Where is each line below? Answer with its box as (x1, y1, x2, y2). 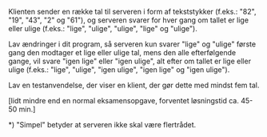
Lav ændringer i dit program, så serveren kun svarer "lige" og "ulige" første (8, 39, 257, 49)
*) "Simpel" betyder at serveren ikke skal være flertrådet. (8, 120, 197, 129)
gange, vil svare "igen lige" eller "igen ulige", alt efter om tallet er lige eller (8, 56, 252, 66)
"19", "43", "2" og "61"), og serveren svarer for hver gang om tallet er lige (8, 15, 249, 25)
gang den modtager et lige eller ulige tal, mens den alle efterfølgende (8, 48, 237, 57)
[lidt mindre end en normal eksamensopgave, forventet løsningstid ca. (8, 96, 240, 105)
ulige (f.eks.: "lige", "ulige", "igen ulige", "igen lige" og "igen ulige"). (8, 65, 230, 75)
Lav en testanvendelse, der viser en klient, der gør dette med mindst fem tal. (8, 80, 260, 90)
